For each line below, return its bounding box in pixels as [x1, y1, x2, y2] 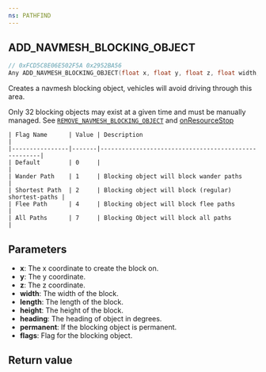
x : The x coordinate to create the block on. [19, 264, 159, 273]
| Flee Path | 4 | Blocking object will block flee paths [8, 200, 236, 208]
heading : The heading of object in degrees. [19, 314, 162, 323]
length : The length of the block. [19, 298, 124, 306]
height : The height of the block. [19, 306, 124, 315]
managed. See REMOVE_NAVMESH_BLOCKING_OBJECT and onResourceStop [8, 116, 234, 125]
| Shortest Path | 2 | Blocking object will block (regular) [8, 187, 232, 195]
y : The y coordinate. [19, 272, 85, 281]
